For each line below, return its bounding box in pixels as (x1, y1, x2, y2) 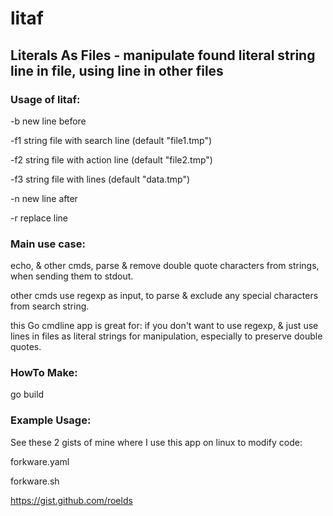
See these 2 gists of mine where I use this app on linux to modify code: (10, 436, 303, 448)
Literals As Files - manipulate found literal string (10, 47, 316, 64)
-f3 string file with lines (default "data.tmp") (10, 173, 191, 185)
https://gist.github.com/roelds (10, 494, 133, 506)
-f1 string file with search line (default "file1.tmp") (10, 134, 213, 146)
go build (10, 388, 45, 401)
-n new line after (10, 192, 78, 204)
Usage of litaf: (10, 92, 81, 106)
